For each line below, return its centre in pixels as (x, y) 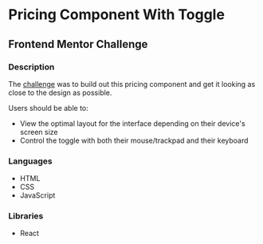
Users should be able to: (49, 108)
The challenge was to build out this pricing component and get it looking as (132, 84)
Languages (31, 161)
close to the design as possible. (60, 92)
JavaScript (37, 195)
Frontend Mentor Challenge (78, 44)
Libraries (26, 216)
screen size (39, 132)
